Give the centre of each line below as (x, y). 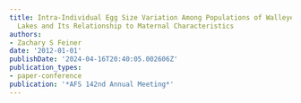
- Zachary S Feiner (46, 43)
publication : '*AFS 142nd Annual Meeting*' (92, 84)
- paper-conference (46, 76)
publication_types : (46, 68)
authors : (26, 34)
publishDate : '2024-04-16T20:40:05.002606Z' (94, 59)
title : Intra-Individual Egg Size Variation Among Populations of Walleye (152, 17)
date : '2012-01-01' (46, 51)
